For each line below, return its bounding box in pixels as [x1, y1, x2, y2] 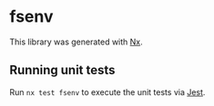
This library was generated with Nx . [9, 36, 143, 47]
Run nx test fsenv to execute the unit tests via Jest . [9, 86, 206, 97]
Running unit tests [9, 63, 116, 78]
